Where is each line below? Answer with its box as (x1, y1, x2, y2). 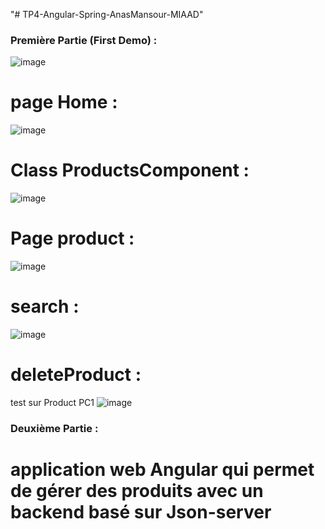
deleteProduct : (10, 364, 142, 386)
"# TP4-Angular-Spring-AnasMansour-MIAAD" (10, 9, 204, 20)
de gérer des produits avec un (10, 480, 264, 503)
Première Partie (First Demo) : (10, 33, 158, 47)
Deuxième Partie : (10, 421, 99, 435)
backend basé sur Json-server (10, 501, 272, 524)
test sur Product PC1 (10, 396, 95, 408)
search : (10, 295, 80, 318)
